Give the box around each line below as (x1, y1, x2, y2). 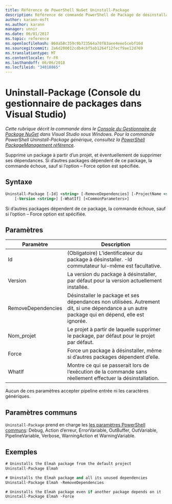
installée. (67, 283, 89, 290)
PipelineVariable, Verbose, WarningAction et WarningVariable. (5, 433, 136, 439)
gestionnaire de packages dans (5, 98, 142, 109)
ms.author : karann (5, 22, 45, 27)
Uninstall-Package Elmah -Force (5, 494, 74, 499)
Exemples (5, 448, 37, 456)
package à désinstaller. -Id (67, 256, 132, 263)
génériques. (5, 393, 31, 399)
